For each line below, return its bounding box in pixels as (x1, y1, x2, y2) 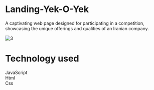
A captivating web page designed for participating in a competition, (5, 20, 144, 26)
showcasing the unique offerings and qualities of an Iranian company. (5, 25, 149, 31)
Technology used (5, 53, 79, 64)
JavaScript (5, 69, 28, 75)
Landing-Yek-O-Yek (5, 4, 89, 15)
